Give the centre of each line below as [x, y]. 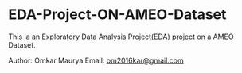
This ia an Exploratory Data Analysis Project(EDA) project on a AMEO [121, 36]
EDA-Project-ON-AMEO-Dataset [117, 15]
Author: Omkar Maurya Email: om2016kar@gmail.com [96, 60]
